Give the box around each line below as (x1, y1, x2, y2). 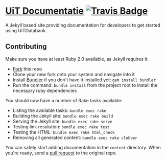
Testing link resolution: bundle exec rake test (12, 123, 110, 130)
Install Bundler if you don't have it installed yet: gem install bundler (12, 77, 156, 83)
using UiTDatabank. (5, 27, 47, 33)
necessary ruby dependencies (12, 87, 77, 94)
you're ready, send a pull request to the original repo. (5, 150, 117, 156)
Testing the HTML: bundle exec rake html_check (12, 129, 115, 135)
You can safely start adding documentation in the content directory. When (5, 144, 161, 150)
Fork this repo (12, 65, 42, 72)
